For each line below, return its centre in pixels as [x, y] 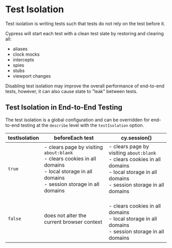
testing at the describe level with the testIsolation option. [82, 125]
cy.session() [136, 138]
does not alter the [65, 215]
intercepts [23, 59]
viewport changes [32, 76]
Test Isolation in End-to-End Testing [64, 108]
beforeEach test [74, 138]
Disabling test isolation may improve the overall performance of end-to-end [85, 86]
